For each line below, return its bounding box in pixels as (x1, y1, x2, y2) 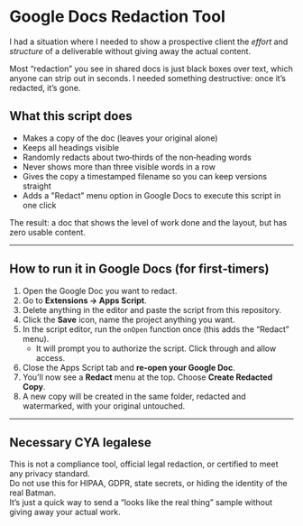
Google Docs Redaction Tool (9, 6, 225, 27)
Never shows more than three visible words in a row (22, 161, 216, 172)
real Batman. (9, 487, 57, 498)
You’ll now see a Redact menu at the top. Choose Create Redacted (22, 372, 273, 383)
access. (35, 352, 66, 363)
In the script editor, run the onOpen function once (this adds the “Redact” (22, 323, 290, 335)
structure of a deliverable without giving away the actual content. (9, 45, 251, 56)
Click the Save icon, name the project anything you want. (22, 314, 235, 325)
